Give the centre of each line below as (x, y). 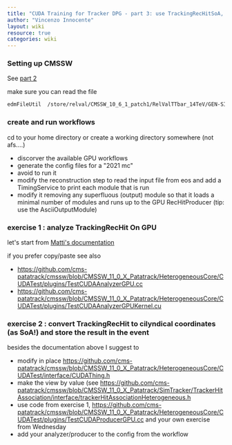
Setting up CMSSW (40, 64)
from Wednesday (42, 427)
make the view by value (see (58, 383)
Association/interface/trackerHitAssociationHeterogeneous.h (104, 397)
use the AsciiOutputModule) (57, 209)
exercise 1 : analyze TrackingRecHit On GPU (82, 227)
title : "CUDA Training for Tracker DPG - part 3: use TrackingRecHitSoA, (116, 13)
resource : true (29, 33)
